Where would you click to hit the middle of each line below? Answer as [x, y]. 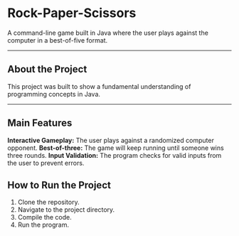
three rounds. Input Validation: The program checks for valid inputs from [115, 155]
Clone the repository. [48, 202]
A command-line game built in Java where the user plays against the [108, 33]
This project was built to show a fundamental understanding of [99, 86]
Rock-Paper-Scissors [72, 13]
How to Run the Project [59, 185]
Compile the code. [45, 218]
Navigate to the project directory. [66, 210]
